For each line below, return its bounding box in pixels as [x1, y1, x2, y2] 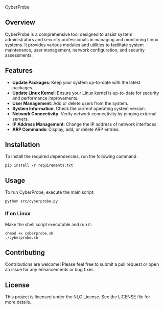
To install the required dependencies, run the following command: [5, 154, 138, 159]
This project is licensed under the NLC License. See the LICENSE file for [5, 294, 150, 300]
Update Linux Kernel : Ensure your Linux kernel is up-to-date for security [12, 90, 159, 96]
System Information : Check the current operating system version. [12, 105, 146, 111]
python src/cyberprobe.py [5, 199, 58, 204]
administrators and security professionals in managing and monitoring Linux [5, 36, 159, 42]
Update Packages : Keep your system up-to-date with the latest [12, 79, 141, 85]
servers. [12, 116, 29, 122]
